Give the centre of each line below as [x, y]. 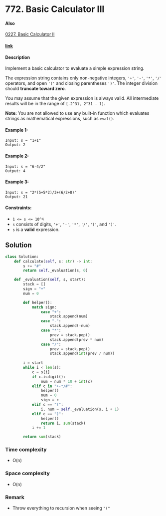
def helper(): [38, 302]
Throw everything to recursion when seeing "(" [61, 508]
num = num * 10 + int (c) [67, 381]
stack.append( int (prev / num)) [82, 354]
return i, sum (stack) [63, 423]
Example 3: [17, 182]
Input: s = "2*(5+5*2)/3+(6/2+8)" [41, 192]
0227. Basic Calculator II [30, 34]
